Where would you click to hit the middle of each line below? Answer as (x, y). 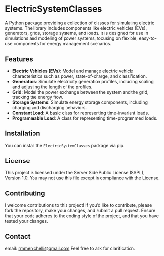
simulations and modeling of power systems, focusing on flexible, (72, 38)
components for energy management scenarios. (63, 43)
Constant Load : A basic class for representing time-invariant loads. (81, 113)
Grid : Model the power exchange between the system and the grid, (80, 92)
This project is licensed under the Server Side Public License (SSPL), (75, 173)
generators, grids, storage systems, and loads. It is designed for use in (77, 33)
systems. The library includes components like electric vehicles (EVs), (76, 28)
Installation (23, 134)
